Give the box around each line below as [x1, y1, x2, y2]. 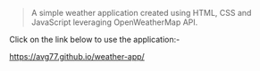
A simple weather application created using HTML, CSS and [30, 8, 252, 18]
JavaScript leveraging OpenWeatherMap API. [30, 17, 198, 28]
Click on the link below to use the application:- [9, 35, 180, 44]
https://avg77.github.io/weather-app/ [9, 51, 145, 61]
